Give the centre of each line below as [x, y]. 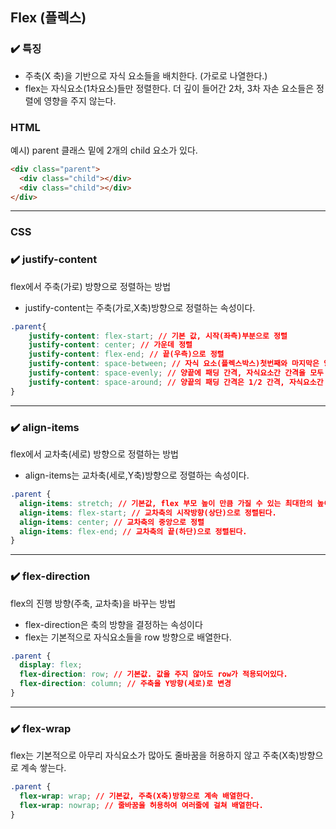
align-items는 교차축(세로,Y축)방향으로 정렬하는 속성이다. [137, 475]
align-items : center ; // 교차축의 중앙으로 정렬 [112, 522]
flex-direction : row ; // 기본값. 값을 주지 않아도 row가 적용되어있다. [153, 674]
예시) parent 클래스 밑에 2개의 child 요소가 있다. [104, 150]
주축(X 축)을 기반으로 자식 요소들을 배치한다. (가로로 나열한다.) [146, 75]
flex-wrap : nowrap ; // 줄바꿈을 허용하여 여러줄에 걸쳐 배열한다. [141, 805]
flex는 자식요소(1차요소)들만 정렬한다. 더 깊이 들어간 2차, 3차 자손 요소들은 [169, 88]
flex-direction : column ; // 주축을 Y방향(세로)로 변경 [125, 684]
